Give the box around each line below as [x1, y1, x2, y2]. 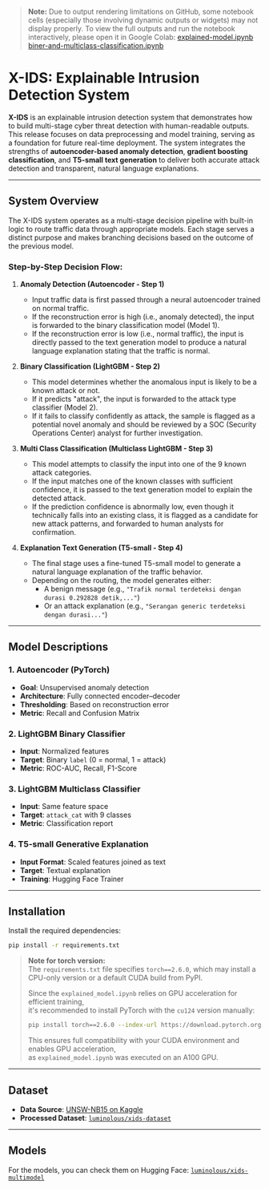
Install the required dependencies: [8, 926, 122, 936]
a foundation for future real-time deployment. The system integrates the [8, 138, 246, 148]
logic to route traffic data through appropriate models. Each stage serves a [8, 224, 255, 233]
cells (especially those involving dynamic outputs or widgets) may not [27, 15, 259, 25]
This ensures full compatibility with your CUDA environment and [27, 1036, 240, 1045]
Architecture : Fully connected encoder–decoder [19, 691, 181, 701]
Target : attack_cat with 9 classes [19, 810, 132, 820]
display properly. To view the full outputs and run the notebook [27, 24, 236, 33]
